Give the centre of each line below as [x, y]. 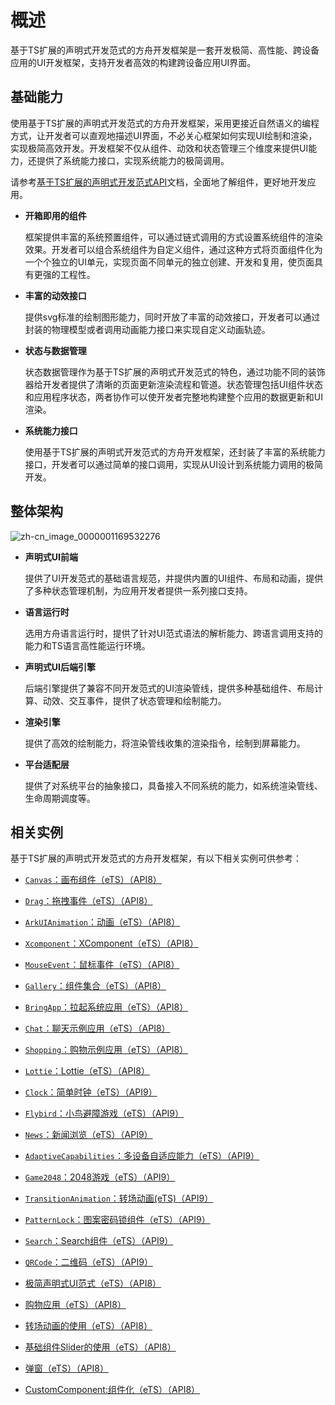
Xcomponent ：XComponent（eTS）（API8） [111, 943]
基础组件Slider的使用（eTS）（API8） [100, 1347]
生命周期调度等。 [60, 798]
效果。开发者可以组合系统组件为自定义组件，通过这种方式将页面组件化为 [173, 249]
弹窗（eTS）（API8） [66, 1368]
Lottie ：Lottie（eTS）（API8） [87, 1071]
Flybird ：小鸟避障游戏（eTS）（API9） [104, 1113]
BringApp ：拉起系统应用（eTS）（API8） [106, 1007]
